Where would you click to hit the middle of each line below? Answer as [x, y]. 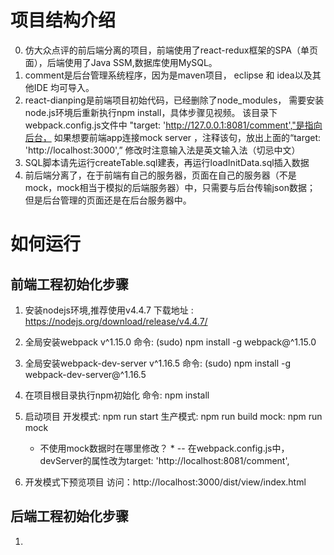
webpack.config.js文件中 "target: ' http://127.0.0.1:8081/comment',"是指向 [173, 125]
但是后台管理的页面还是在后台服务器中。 [108, 200]
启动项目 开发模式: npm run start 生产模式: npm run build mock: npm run [173, 416]
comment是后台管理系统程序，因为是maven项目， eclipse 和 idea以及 [168, 75]
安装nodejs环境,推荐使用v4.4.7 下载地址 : [109, 310]
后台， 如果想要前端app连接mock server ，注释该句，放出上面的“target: [173, 137]
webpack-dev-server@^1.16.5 [85, 374]
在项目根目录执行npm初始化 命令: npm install [117, 395]
